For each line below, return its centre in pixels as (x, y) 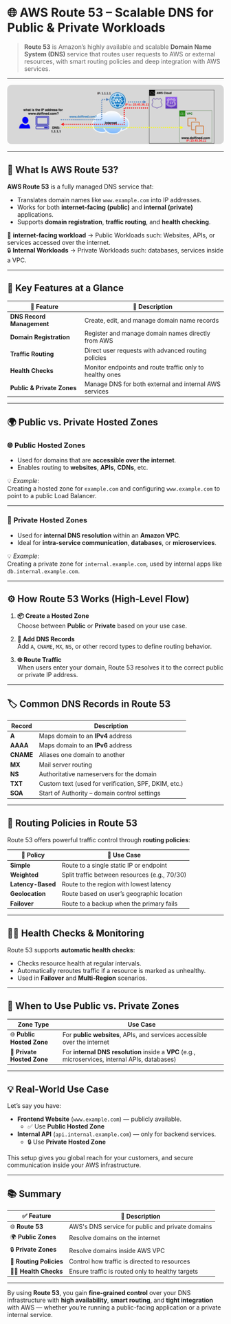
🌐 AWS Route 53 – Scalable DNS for (110, 13)
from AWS (99, 341)
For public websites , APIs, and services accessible (135, 1034)
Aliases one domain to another (82, 755)
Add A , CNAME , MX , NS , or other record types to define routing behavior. (114, 647)
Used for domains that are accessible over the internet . (97, 460)
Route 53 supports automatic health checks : (71, 950)
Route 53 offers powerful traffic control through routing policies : (99, 840)
